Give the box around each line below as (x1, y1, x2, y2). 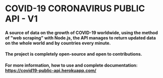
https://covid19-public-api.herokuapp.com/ (5, 67, 96, 73)
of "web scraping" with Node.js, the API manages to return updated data (5, 35, 156, 40)
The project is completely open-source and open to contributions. (5, 51, 142, 57)
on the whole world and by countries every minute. (5, 40, 111, 46)
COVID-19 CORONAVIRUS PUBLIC (5, 3, 145, 14)
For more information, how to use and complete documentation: (5, 62, 138, 68)
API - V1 (5, 13, 38, 24)
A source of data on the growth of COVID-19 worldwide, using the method (5, 30, 158, 36)
